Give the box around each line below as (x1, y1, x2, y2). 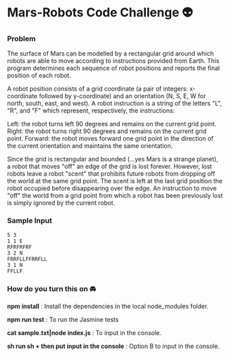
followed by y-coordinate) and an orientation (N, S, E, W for (38, 92, 207, 100)
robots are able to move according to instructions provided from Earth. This (7, 57, 220, 65)
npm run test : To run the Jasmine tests (7, 316, 119, 324)
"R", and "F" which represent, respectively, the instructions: (7, 106, 175, 115)
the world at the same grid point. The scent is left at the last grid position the (7, 177, 222, 185)
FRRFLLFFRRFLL (7, 255, 48, 262)
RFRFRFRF (7, 244, 32, 251)
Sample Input (7, 216, 53, 226)
